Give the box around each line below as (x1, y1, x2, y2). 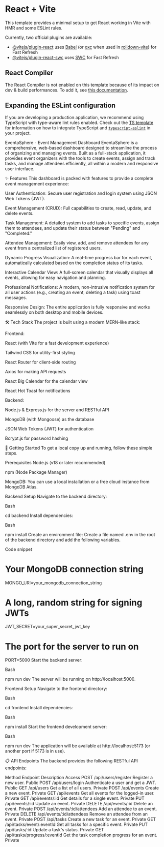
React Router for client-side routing (5, 359, 76, 365)
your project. (5, 130, 31, 136)
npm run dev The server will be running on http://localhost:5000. (5, 676, 136, 682)
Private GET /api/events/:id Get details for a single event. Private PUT (5, 795, 145, 801)
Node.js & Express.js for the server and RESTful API (5, 407, 109, 413)
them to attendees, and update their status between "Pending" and (5, 225, 141, 231)
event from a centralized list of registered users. (5, 245, 102, 251)
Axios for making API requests (5, 368, 66, 374)
